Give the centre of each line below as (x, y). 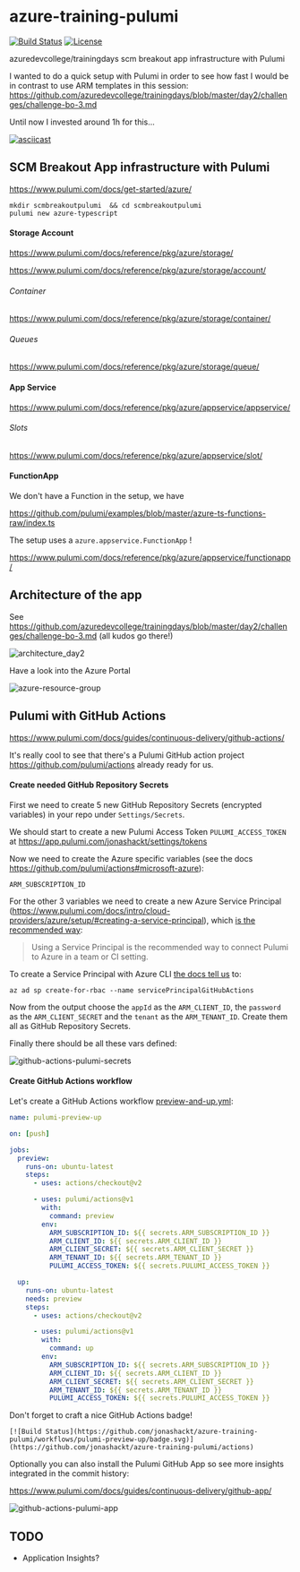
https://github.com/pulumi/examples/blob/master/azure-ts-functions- (138, 513)
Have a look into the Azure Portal (70, 670)
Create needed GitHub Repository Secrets (89, 785)
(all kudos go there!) (136, 636)
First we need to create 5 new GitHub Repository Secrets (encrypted (136, 804)
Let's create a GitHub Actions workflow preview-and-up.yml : (122, 1101)
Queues (24, 339)
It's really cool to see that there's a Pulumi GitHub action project (127, 755)
